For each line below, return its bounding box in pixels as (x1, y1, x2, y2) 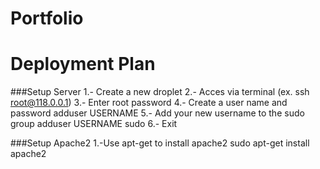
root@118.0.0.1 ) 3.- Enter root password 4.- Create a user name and (10, 97, 288, 109)
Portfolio (10, 7, 84, 30)
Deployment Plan (10, 53, 156, 76)
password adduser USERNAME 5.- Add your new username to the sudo (10, 107, 305, 119)
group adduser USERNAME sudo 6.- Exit (10, 118, 178, 130)
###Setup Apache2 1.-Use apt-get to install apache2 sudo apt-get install (10, 137, 310, 149)
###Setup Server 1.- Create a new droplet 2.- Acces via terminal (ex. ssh (10, 86, 310, 98)
